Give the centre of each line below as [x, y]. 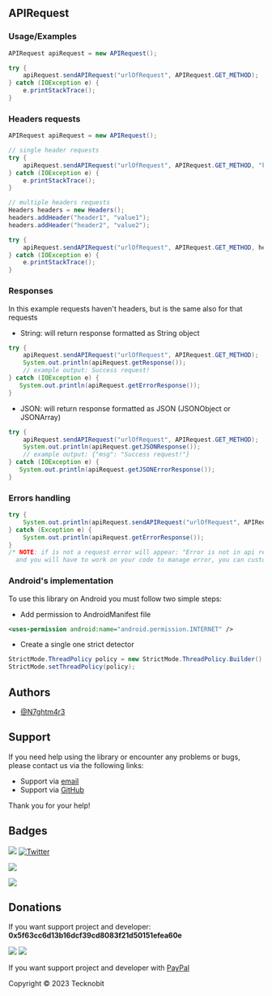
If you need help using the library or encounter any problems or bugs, [124, 757]
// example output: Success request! [87, 371]
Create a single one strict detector [77, 645]
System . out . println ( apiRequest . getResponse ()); [104, 363]
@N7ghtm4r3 [42, 711]
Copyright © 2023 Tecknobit [57, 984]
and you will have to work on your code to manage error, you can [130, 560]
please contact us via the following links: [76, 765]
